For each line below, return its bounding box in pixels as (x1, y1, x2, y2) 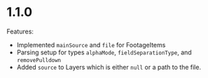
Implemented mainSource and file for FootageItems (16, 40, 166, 49)
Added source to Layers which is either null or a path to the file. (16, 63, 201, 71)
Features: (6, 27, 34, 36)
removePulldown (16, 56, 62, 63)
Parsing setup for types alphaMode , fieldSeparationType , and (16, 48, 192, 56)
